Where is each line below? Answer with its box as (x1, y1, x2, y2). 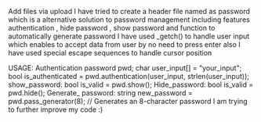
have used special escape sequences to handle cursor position (8, 48, 212, 57)
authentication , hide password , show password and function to (8, 23, 216, 32)
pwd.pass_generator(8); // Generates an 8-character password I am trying (8, 97, 248, 106)
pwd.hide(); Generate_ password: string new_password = (8, 88, 194, 97)
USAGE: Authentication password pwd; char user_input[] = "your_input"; (8, 63, 242, 73)
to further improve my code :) (8, 105, 103, 114)
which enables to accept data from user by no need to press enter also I (8, 40, 241, 49)
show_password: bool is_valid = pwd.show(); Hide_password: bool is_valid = (8, 80, 254, 89)
